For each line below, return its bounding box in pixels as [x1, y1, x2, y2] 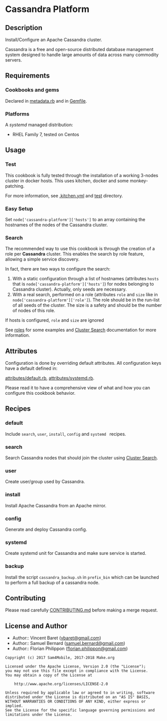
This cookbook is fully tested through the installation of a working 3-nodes [5, 172, 159, 178]
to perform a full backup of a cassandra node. [5, 579, 100, 585]
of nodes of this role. [12, 308, 56, 314]
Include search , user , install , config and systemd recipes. [5, 431, 126, 437]
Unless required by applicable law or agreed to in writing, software [5, 690, 155, 695]
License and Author [5, 621, 68, 630]
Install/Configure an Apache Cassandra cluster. [5, 37, 102, 43]
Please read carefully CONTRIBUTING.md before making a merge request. [5, 607, 158, 613]
